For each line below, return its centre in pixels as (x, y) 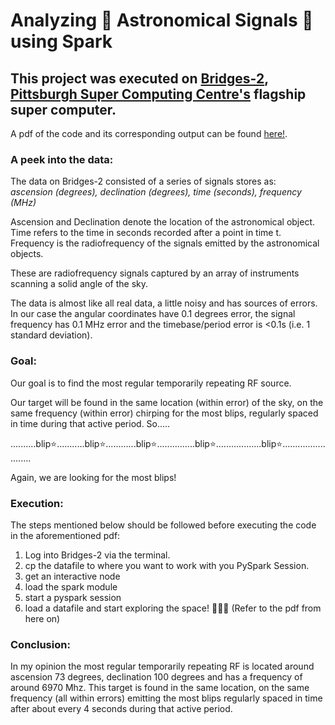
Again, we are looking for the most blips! (93, 477)
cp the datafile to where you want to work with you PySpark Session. (167, 565)
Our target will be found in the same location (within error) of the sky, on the (167, 402)
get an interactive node (72, 576)
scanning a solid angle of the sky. (79, 284)
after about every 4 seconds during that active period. (121, 709)
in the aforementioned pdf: (65, 535)
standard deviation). (51, 335)
